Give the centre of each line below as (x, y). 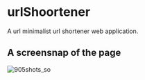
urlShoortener (49, 12)
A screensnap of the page (64, 53)
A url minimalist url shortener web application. (73, 31)
